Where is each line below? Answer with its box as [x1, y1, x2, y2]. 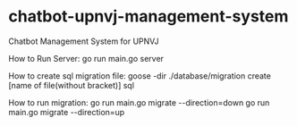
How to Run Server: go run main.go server [8, 53, 165, 63]
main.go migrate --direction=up [8, 106, 125, 117]
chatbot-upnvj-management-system [8, 6, 289, 27]
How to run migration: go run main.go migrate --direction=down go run [8, 97, 270, 108]
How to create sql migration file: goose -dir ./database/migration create [8, 70, 272, 81]
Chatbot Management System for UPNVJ [8, 36, 159, 46]
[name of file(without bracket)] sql [8, 80, 135, 90]
